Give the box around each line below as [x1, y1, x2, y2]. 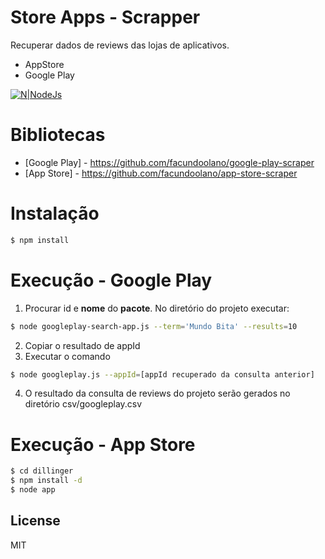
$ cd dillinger [10, 466, 74, 476]
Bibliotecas [10, 124, 106, 146]
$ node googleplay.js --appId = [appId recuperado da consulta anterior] [10, 369, 315, 380]
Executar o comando [24, 350, 111, 362]
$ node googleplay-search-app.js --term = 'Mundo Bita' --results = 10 [10, 321, 298, 331]
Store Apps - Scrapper [10, 6, 201, 29]
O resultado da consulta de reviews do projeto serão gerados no [24, 387, 291, 400]
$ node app [10, 485, 56, 495]
